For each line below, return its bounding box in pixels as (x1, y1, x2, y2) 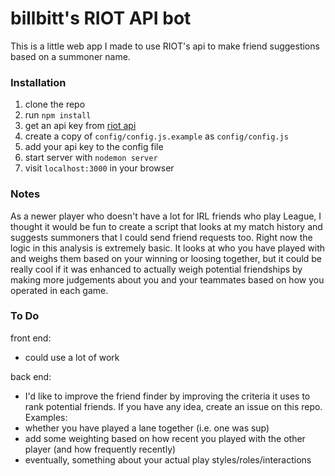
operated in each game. (10, 284, 109, 296)
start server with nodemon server (24, 152, 158, 164)
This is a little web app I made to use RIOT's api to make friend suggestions (10, 40, 320, 52)
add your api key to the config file (24, 141, 164, 153)
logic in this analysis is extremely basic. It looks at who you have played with (10, 242, 326, 254)
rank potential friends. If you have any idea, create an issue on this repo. (24, 400, 323, 412)
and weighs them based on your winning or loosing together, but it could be (10, 252, 323, 264)
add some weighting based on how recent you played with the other (24, 432, 306, 444)
